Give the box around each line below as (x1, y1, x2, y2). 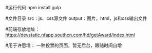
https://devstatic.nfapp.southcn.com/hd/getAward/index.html (5, 32, 135, 38)
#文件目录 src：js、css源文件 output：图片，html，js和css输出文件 (5, 15, 147, 21)
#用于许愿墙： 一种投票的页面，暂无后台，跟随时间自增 (5, 42, 122, 48)
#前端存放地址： (5, 26, 40, 32)
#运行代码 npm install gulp (5, 5, 61, 10)
